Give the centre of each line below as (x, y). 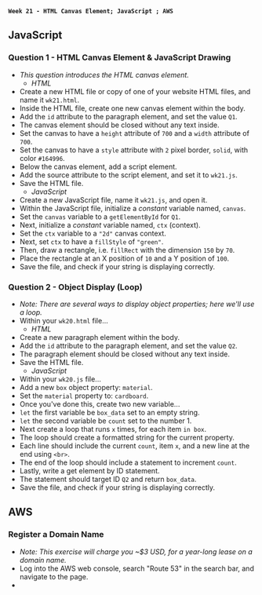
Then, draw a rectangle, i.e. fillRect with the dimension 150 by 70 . (127, 250)
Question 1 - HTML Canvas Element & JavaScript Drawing (120, 57)
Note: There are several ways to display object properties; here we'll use (137, 304)
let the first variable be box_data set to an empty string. (109, 412)
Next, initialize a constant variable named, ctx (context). (110, 224)
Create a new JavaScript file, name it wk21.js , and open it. (113, 199)
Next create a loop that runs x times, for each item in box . (113, 429)
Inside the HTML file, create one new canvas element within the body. (132, 108)
